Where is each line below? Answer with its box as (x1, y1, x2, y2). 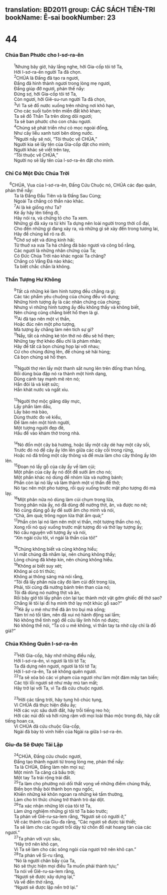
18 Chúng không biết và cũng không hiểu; (14, 545, 98, 552)
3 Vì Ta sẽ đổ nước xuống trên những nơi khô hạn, (14, 102, 115, 108)
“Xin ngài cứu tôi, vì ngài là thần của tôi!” (14, 535, 97, 541)
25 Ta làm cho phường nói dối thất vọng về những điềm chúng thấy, (14, 780, 151, 787)
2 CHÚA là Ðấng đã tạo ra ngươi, (14, 74, 79, 81)
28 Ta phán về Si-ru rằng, (14, 851, 65, 858)
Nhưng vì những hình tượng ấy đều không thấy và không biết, (14, 304, 140, 310)
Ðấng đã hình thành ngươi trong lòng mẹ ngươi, (14, 80, 111, 86)
